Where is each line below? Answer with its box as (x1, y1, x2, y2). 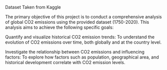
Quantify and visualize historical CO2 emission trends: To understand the (5, 34, 155, 40)
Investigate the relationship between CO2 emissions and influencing (5, 49, 145, 55)
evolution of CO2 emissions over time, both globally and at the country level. (5, 39, 162, 45)
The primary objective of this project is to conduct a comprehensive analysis (5, 14, 162, 19)
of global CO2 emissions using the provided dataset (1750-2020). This (5, 19, 149, 25)
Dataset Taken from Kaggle (5, 4, 61, 10)
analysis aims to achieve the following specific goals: (5, 24, 114, 30)
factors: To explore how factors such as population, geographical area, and (5, 54, 159, 60)
